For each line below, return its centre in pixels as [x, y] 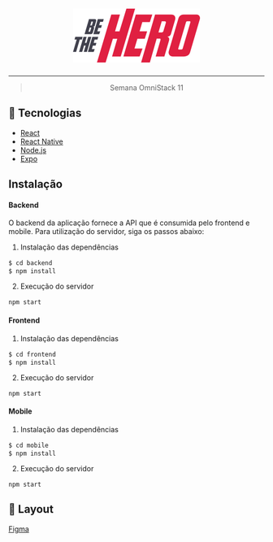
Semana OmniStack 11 [147, 87]
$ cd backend [30, 263]
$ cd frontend [32, 354]
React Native [41, 141]
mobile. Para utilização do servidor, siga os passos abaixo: [106, 232]
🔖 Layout [31, 509]
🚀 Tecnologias [45, 113]
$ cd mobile [28, 445]
